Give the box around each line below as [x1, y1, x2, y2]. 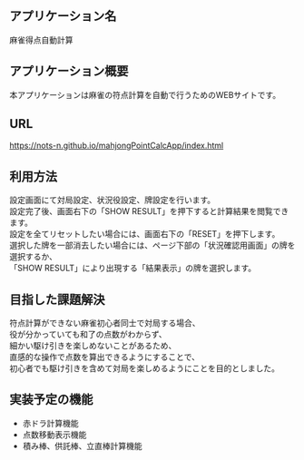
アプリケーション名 [9, 8, 117, 24]
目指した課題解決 [9, 291, 105, 307]
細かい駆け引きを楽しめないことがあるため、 [9, 340, 177, 351]
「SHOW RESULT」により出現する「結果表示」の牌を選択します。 [9, 262, 257, 274]
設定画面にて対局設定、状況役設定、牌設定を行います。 [9, 194, 216, 206]
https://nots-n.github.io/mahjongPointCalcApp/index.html [9, 140, 224, 152]
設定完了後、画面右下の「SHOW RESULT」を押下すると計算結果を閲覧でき [9, 206, 289, 217]
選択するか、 [9, 251, 57, 262]
